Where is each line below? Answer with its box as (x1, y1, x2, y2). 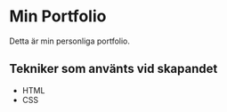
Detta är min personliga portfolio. (9, 36, 131, 46)
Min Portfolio (9, 6, 107, 27)
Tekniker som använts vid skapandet (9, 61, 218, 76)
